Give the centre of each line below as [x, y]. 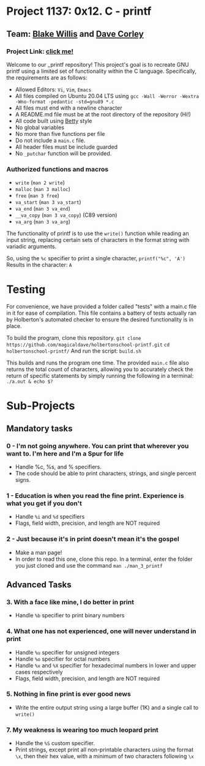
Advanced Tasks [39, 584]
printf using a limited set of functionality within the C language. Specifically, [102, 71]
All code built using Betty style [54, 121]
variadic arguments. [32, 247]
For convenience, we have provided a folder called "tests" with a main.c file [102, 307]
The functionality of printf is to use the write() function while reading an [98, 233]
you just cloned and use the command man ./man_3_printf [89, 565]
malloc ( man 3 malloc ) [43, 189]
